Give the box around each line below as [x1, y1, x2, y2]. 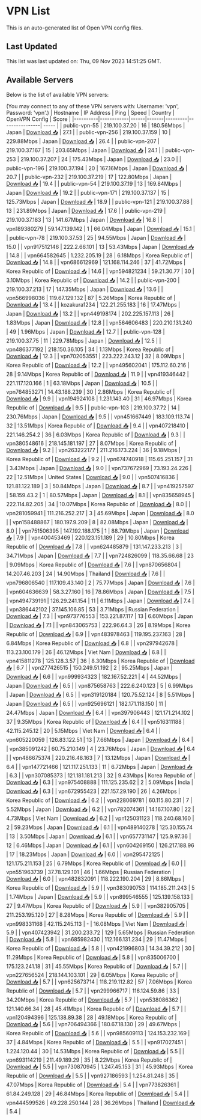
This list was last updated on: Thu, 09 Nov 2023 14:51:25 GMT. [6, 57, 161, 64]
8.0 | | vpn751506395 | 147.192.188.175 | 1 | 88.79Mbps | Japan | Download [6, 527, 189, 534]
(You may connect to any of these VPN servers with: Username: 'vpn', [6, 102, 179, 109]
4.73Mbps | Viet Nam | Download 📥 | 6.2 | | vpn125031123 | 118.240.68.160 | [6, 815, 194, 822]
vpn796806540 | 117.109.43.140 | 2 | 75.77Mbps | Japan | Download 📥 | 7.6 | [6, 579, 195, 586]
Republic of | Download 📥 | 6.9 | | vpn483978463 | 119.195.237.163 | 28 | [6, 630, 186, 638]
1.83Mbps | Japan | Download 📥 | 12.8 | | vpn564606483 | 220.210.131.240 [6, 319, 193, 326]
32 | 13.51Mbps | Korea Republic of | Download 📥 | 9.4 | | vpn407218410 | [6, 422, 189, 429]
